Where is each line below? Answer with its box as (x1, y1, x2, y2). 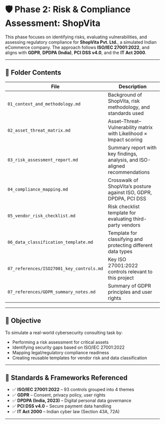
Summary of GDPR (108, 282, 151, 289)
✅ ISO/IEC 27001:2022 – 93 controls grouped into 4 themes (12, 387, 135, 393)
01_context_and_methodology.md (7, 101, 81, 107)
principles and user (108, 288, 152, 295)
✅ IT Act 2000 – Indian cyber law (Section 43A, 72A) (12, 409, 120, 415)
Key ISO (108, 256, 127, 263)
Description (118, 83, 147, 90)
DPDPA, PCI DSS (108, 195, 146, 202)
